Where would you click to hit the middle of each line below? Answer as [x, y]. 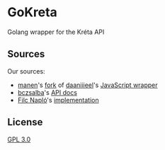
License [25, 122]
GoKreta [33, 12]
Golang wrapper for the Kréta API [56, 32]
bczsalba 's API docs [47, 92]
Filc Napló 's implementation [58, 100]
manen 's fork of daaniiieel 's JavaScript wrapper [87, 85]
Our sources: [26, 71]
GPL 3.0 [19, 139]
